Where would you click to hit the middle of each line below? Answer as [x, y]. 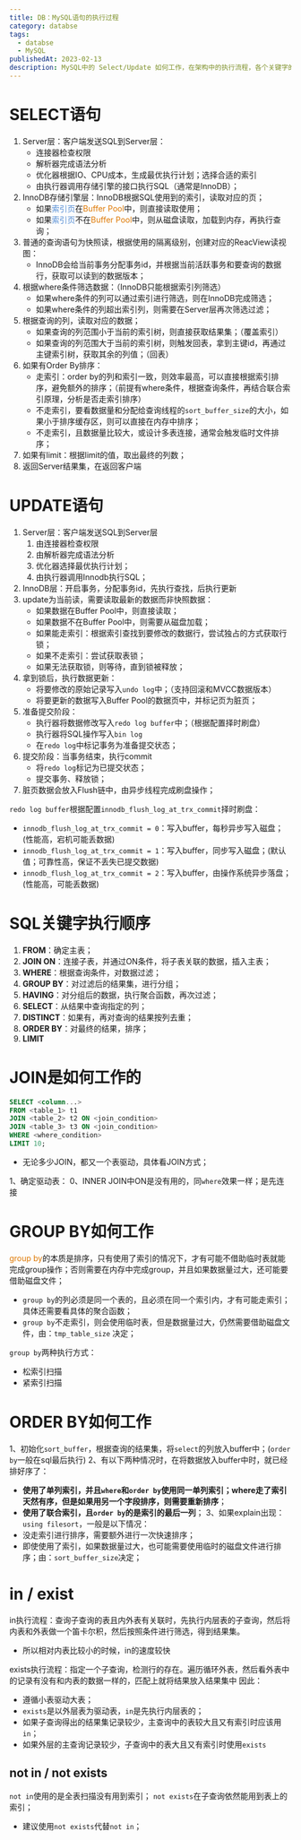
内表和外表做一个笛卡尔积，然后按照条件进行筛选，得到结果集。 [127, 1631]
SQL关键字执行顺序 [80, 923]
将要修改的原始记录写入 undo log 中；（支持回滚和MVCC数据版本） [156, 689]
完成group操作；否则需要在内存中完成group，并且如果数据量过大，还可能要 [149, 1269]
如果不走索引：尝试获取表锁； [90, 655]
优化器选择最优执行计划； [83, 566]
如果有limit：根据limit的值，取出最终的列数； [104, 454]
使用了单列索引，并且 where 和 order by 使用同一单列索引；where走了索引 [155, 1490]
